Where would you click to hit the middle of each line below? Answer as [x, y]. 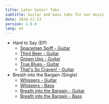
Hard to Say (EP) [30, 43]
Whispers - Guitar [38, 80]
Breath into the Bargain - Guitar [52, 91]
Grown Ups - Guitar [40, 59]
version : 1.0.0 [21, 24]
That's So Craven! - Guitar [47, 70]
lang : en [14, 29]
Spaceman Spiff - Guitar [45, 48]
